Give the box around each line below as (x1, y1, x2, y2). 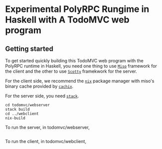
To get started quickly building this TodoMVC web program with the (5, 58, 144, 63)
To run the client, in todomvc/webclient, (5, 139, 86, 144)
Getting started (5, 44, 54, 53)
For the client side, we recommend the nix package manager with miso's (5, 78, 155, 84)
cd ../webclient (5, 111, 39, 116)
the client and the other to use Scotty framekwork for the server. (5, 68, 138, 74)
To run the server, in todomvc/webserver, (5, 125, 90, 130)
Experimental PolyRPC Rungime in (5, 3, 150, 15)
